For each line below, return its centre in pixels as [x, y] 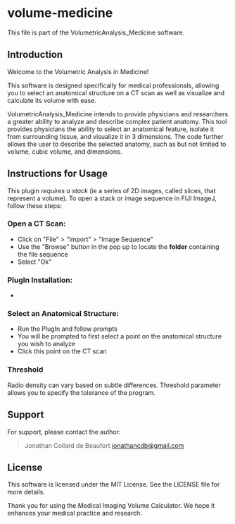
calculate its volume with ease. [52, 100]
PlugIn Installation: [40, 280]
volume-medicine [60, 13]
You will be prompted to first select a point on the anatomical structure [120, 336]
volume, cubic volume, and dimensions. [65, 151]
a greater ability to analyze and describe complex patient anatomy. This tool [117, 121]
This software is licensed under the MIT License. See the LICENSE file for [114, 485]
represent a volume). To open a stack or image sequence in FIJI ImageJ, [112, 198]
